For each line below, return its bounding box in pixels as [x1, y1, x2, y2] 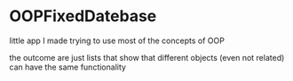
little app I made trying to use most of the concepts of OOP [9, 35, 225, 46]
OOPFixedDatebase [9, 6, 157, 26]
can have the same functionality [9, 62, 127, 72]
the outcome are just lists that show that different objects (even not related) [9, 52, 285, 63]
